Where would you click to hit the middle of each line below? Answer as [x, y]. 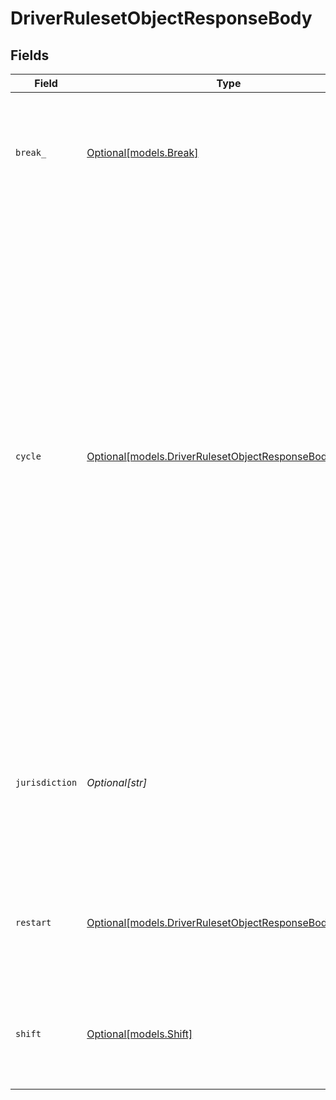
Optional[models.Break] [142, 152]
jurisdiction [46, 782]
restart [33, 922]
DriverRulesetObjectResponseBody [161, 18]
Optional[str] [117, 782]
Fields [30, 55]
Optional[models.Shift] [139, 1034]
